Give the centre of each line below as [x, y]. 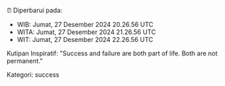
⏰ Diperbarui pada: [35, 10]
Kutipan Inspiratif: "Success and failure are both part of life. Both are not [112, 53]
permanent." [25, 61]
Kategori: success [33, 75]
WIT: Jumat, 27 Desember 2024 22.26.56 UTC [85, 39]
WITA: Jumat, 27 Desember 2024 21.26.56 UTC [86, 32]
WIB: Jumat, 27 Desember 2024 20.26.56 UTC [85, 25]
